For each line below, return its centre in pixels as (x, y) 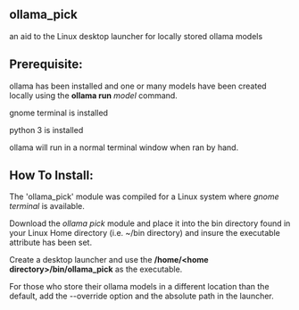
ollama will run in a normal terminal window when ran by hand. (124, 147)
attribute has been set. (50, 243)
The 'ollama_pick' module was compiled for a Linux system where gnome (144, 197)
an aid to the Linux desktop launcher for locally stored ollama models (136, 36)
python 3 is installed (46, 130)
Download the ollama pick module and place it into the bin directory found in (150, 223)
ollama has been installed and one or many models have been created (138, 86)
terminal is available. (47, 206)
